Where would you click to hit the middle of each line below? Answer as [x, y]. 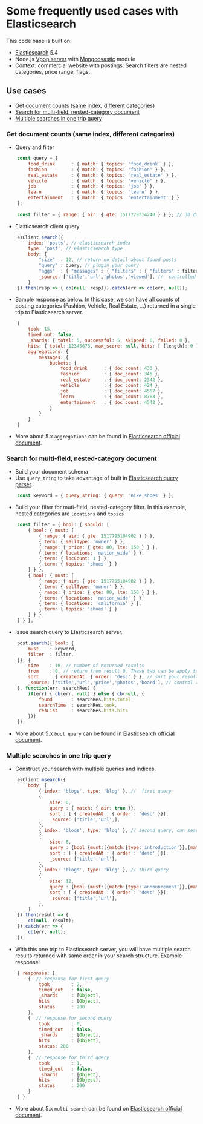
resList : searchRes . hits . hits [83, 711]
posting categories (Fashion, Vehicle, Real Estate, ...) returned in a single [105, 306]
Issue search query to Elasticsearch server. [69, 632]
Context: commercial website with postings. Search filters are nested [101, 65]
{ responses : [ [36, 973]
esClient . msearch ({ [42, 780]
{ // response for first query [69, 979]
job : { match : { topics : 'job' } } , [92, 187]
